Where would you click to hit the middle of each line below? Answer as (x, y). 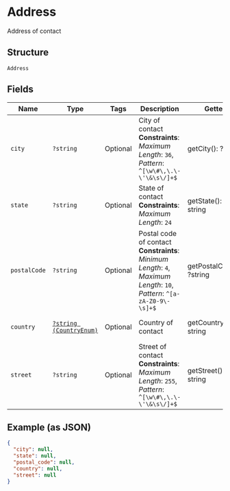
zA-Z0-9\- (154, 301)
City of (150, 120)
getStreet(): (206, 370)
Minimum (154, 259)
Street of (153, 346)
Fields (21, 89)
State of (151, 188)
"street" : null (35, 475)
